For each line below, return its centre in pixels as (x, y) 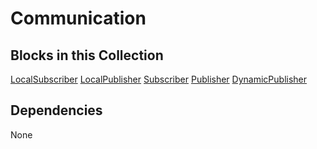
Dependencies (56, 110)
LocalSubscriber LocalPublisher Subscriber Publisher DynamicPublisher (159, 79)
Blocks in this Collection (87, 55)
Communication (78, 18)
